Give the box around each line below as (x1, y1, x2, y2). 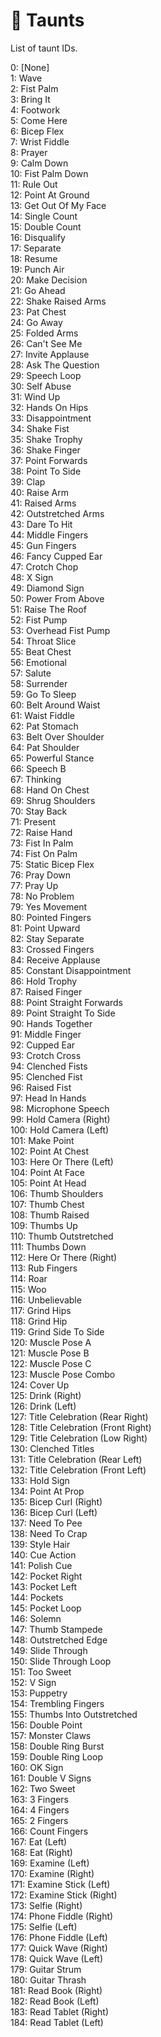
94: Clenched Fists (10, 1060, 88, 1072)
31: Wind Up (10, 390, 61, 403)
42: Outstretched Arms (10, 507, 105, 519)
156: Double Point (10, 1719, 83, 1731)
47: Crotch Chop (10, 560, 79, 573)
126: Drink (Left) (10, 1400, 77, 1412)
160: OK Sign (10, 1761, 64, 1773)
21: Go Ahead (10, 284, 66, 296)
